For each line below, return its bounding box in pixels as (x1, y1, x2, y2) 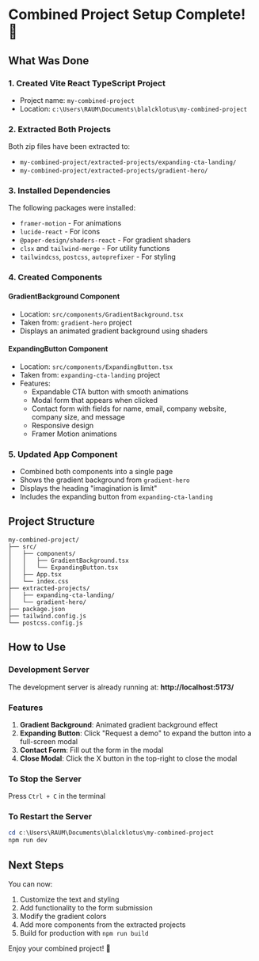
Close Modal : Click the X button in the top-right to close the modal (19, 754, 238, 763)
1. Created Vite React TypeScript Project (8, 78, 166, 89)
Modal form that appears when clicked (31, 395, 158, 405)
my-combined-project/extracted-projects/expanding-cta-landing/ (19, 158, 237, 167)
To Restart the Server (8, 811, 93, 822)
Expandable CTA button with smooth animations (31, 386, 189, 397)
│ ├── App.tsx (8, 570, 62, 579)
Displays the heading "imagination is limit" (19, 484, 158, 493)
